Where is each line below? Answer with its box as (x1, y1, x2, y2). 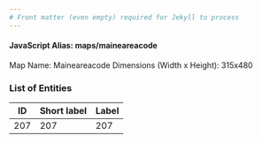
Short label (39, 105, 87, 117)
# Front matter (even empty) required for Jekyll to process (9, 12, 240, 22)
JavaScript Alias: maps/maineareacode (9, 41, 158, 51)
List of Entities (9, 81, 73, 94)
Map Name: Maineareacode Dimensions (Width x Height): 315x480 (9, 59, 254, 71)
